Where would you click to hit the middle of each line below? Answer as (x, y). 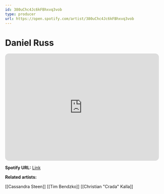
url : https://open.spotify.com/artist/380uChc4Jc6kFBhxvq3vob (70, 19)
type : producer (20, 14)
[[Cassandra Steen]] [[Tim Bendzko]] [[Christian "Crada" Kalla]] (69, 187)
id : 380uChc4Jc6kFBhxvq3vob (34, 10)
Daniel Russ (30, 43)
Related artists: (21, 177)
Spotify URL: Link (23, 168)
